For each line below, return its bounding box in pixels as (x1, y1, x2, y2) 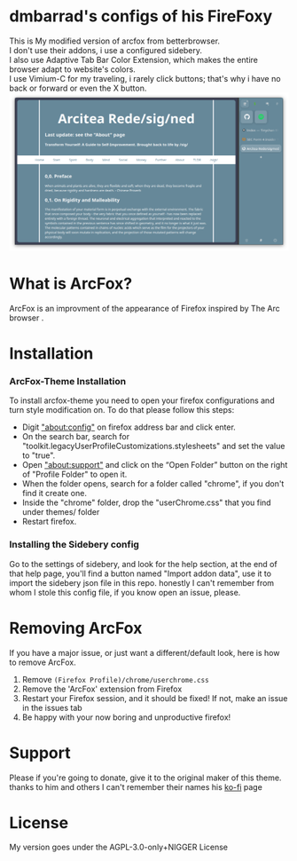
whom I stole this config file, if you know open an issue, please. (9, 587, 241, 597)
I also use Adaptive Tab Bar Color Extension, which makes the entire (9, 54, 259, 65)
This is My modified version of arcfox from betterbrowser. (9, 36, 220, 46)
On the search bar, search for (21, 431, 130, 442)
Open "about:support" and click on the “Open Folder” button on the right (21, 460, 288, 470)
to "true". (21, 450, 56, 461)
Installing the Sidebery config (9, 539, 140, 551)
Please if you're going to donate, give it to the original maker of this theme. (9, 772, 282, 783)
